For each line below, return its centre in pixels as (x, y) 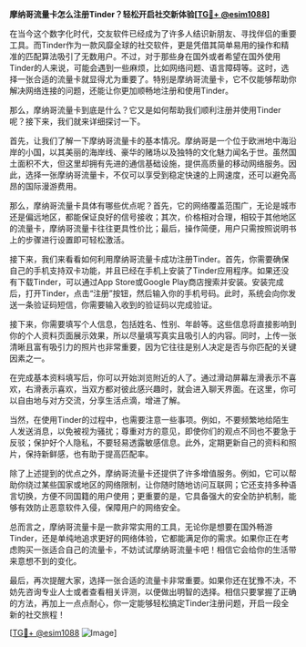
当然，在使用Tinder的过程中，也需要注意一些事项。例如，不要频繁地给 (141, 420)
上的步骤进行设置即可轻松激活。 (69, 240)
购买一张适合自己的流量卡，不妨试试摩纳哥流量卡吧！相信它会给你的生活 (153, 549)
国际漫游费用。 (53, 186)
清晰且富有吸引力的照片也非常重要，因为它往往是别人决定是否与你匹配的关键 (153, 347)
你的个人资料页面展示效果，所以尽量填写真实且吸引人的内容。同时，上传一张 (153, 335)
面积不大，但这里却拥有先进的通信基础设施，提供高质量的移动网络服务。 (153, 164)
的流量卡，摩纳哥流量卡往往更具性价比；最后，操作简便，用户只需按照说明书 (153, 228)
